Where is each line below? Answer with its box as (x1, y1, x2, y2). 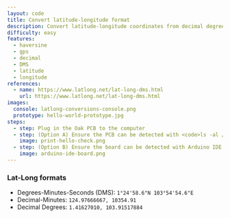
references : (7, 80, 41, 87)
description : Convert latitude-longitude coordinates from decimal (7, 23, 204, 29)
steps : (7, 118, 26, 125)
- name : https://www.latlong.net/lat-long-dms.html (13, 86, 164, 93)
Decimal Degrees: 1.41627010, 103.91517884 (16, 203, 143, 211)
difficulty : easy (7, 29, 57, 36)
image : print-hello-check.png (19, 138, 106, 145)
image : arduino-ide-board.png (19, 150, 106, 158)
